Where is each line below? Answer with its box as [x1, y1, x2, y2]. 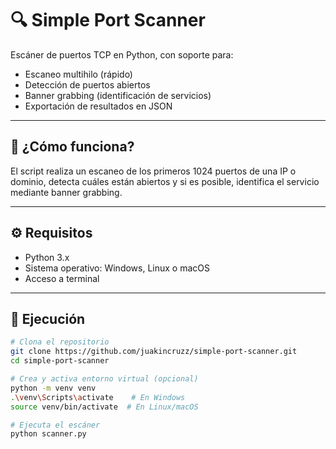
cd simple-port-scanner [10, 356, 110, 366]
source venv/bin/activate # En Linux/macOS [10, 402, 199, 412]
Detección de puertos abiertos [24, 78, 151, 91]
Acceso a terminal [24, 272, 100, 284]
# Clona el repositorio [10, 337, 110, 347]
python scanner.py [10, 429, 87, 439]
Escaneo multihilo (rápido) [24, 68, 133, 80]
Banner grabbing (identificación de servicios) [24, 89, 212, 101]
